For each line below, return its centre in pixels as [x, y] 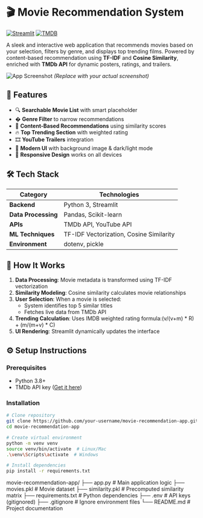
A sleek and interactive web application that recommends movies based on [100, 45]
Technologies [119, 194]
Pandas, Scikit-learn [93, 214]
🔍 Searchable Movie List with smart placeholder [76, 110]
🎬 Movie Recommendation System [95, 12]
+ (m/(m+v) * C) [35, 325]
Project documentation [35, 508]
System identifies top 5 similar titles [68, 306]
